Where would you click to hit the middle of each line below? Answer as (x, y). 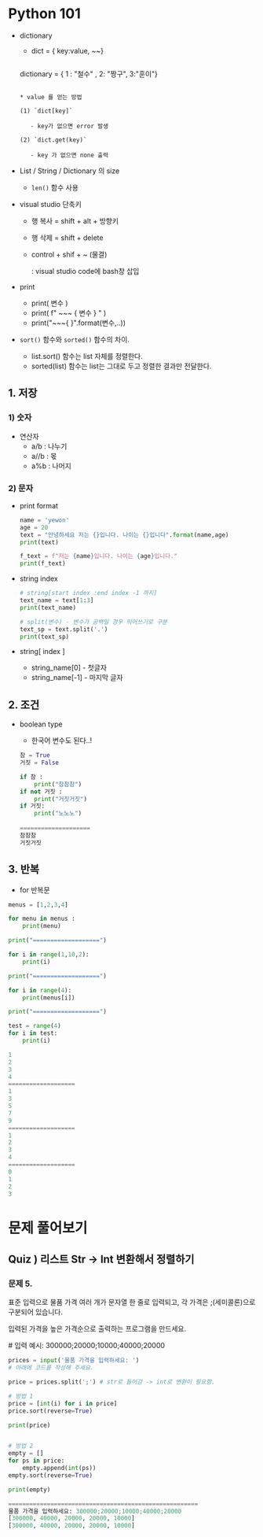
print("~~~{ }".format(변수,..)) (79, 323)
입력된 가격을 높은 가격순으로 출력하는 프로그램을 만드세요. (97, 1329)
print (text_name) (48, 608)
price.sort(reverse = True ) (50, 1411)
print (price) (29, 1425)
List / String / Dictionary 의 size (69, 171)
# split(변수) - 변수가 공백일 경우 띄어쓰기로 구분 (93, 622)
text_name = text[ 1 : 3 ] (57, 600)
